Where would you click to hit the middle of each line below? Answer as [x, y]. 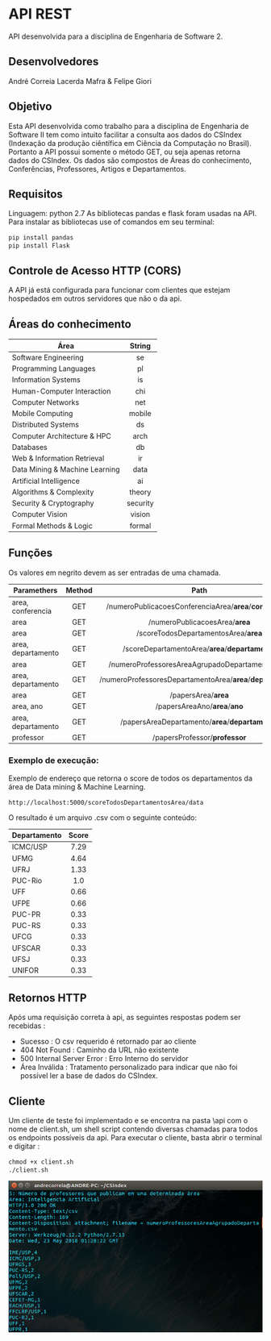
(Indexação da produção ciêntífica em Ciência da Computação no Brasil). [130, 143]
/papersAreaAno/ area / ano [199, 706]
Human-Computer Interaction [61, 391]
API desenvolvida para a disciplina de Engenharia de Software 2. [116, 36]
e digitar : [24, 1147]
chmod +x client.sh [41, 1162]
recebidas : [27, 1026]
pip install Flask [39, 246]
